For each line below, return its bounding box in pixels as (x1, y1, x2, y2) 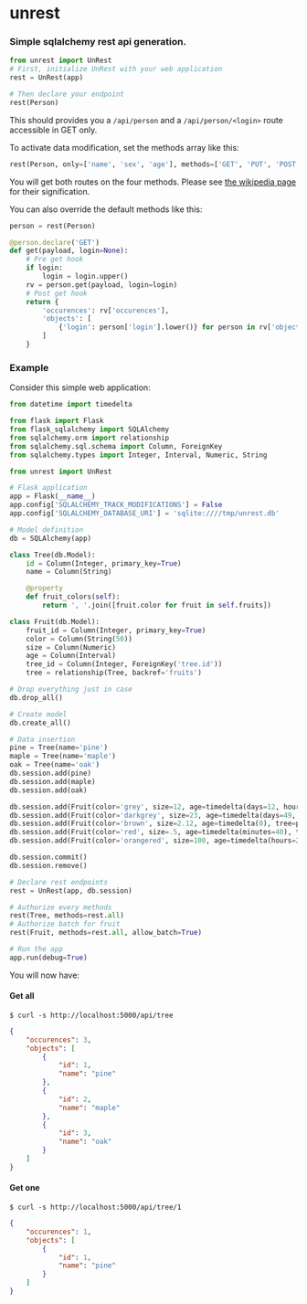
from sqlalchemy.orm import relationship (9, 433, 170, 442)
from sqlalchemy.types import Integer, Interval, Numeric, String (9, 451, 268, 460)
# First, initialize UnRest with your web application (9, 65, 223, 74)
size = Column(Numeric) (26, 642, 117, 652)
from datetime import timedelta (9, 400, 132, 409)
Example (9, 361, 49, 374)
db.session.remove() (9, 861, 89, 870)
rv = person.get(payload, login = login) (26, 280, 178, 290)
